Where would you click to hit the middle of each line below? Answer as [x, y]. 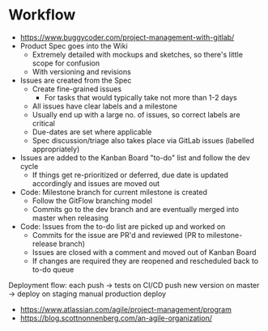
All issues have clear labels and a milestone [105, 106]
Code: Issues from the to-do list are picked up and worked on [123, 226]
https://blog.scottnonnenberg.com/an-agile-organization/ [116, 318]
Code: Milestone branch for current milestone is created [114, 192]
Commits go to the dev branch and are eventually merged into [136, 209]
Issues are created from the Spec [76, 80]
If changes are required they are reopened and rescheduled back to [145, 261]
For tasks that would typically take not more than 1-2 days [140, 97]
